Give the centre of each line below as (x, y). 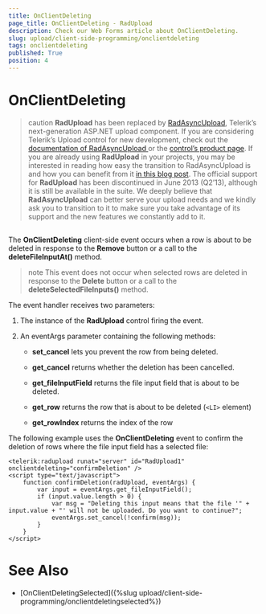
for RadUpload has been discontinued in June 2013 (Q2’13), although (143, 182)
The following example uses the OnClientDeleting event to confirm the (126, 438)
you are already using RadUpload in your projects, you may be (131, 157)
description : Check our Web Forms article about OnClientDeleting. (124, 31)
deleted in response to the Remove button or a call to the (103, 248)
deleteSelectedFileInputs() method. (88, 289)
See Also (39, 571)
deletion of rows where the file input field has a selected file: (108, 447)
